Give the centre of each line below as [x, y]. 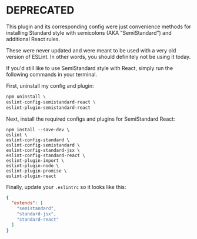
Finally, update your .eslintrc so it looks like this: [66, 187]
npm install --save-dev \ [38, 130]
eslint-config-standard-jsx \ [43, 150]
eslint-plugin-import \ [35, 160]
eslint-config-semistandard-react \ [51, 102]
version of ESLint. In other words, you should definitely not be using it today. [98, 57]
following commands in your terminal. [52, 74]
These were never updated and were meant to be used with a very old [91, 50]
